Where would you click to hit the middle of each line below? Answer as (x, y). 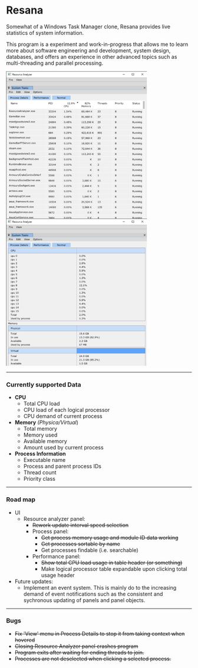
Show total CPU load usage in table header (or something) (112, 563)
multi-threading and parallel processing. (55, 63)
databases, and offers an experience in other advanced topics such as (92, 57)
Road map (21, 500)
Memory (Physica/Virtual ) (46, 422)
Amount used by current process (64, 448)
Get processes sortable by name (81, 544)
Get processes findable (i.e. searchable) (90, 550)
